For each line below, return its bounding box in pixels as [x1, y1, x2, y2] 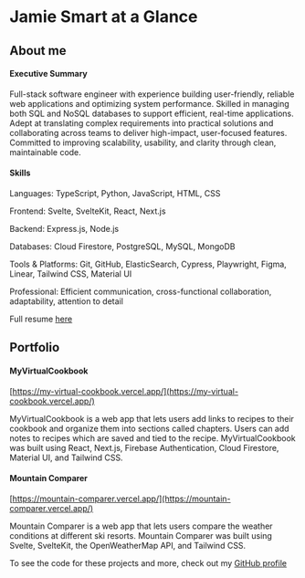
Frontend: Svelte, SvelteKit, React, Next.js [9, 205, 166, 216]
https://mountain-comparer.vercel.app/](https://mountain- [12, 493, 231, 504]
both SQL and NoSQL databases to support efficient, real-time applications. [9, 108, 294, 119]
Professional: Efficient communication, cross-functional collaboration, [9, 286, 272, 297]
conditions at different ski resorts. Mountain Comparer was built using [9, 530, 272, 541]
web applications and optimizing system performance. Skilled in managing [9, 98, 289, 109]
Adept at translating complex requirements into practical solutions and [9, 117, 274, 129]
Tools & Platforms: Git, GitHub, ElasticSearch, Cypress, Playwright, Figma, [9, 258, 288, 269]
